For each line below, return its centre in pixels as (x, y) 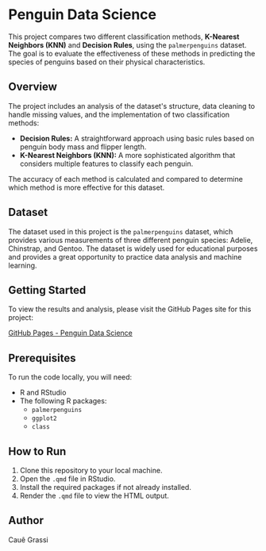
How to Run (37, 451)
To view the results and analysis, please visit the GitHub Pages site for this (130, 309)
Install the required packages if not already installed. (106, 487)
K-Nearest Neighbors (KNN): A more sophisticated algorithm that (127, 155)
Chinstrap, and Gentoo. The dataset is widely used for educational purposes (133, 249)
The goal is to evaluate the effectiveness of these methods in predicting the (132, 53)
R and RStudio (43, 393)
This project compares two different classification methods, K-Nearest (124, 37)
